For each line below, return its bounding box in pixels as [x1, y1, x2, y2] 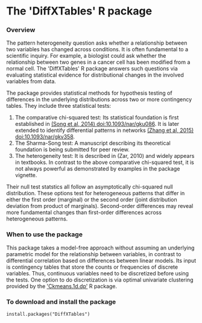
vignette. [14, 172, 37, 179]
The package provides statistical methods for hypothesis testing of [6, 89, 173, 97]
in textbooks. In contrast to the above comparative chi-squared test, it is [14, 158, 194, 166]
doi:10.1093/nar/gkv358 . [14, 133, 75, 140]
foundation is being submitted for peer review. [14, 146, 130, 153]
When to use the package [6, 230, 83, 239]
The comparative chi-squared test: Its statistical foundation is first [14, 114, 179, 121]
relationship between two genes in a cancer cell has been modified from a [6, 58, 191, 66]
